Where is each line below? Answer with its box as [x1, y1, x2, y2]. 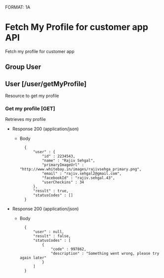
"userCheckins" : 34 [41, 180, 84, 185]
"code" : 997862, [50, 247, 86, 252]
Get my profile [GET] [5, 105, 55, 112]
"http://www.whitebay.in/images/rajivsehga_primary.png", [19, 167, 142, 172]
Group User [5, 63, 41, 71]
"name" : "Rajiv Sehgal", [41, 158, 95, 163]
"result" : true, [33, 188, 69, 194]
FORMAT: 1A [5, 4, 31, 10]
